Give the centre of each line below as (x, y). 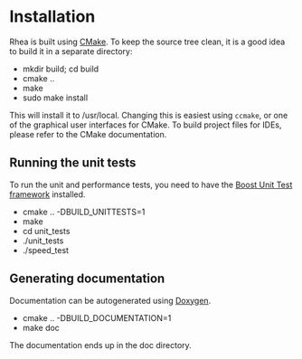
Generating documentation (87, 279)
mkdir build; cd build (61, 69)
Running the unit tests (73, 163)
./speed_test (46, 250)
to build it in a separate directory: (71, 51)
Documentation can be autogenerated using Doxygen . (110, 300)
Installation (52, 17)
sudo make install (55, 98)
